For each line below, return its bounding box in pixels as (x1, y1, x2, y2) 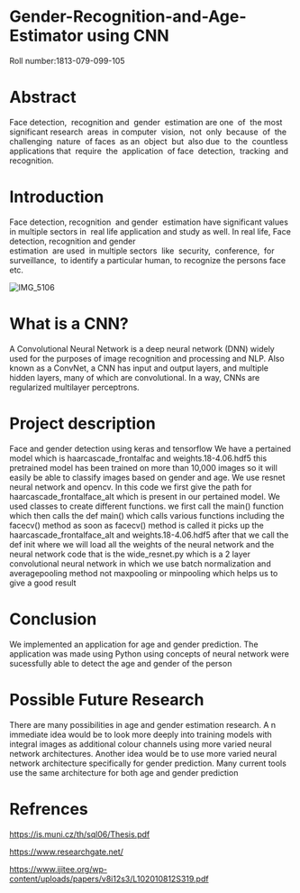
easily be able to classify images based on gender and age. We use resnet (9, 472, 286, 483)
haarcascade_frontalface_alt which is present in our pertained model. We (9, 491, 281, 502)
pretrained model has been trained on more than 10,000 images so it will (9, 462, 277, 473)
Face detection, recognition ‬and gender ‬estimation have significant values (9, 216, 288, 227)
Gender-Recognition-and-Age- (9, 6, 247, 27)
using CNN (86, 25, 169, 46)
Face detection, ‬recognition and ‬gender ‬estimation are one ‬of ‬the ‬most (9, 116, 283, 127)
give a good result (9, 577, 77, 588)
